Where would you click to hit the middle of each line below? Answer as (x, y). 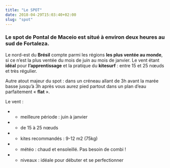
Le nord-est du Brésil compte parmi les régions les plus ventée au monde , (84, 54)
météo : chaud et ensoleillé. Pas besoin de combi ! (73, 149)
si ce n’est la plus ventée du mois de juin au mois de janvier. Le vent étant (82, 60)
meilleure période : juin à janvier (54, 117)
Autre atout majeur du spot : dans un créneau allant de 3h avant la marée (82, 81)
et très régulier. (21, 71)
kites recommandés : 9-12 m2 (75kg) (59, 138)
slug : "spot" (19, 19)
